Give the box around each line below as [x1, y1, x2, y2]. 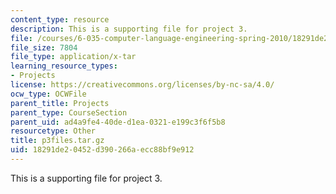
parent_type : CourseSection [10, 107, 128, 118]
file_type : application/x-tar [10, 52, 137, 62]
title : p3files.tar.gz [10, 136, 105, 146]
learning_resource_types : [10, 61, 118, 71]
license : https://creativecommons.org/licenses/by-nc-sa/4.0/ [10, 80, 275, 90]
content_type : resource [10, 14, 110, 25]
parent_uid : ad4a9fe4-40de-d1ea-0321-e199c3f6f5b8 [10, 117, 226, 127]
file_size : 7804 [10, 42, 78, 53]
